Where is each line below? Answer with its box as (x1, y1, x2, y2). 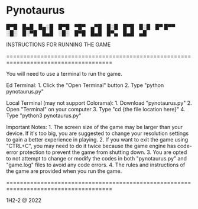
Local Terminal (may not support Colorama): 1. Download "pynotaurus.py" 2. (6, 99, 192, 107)
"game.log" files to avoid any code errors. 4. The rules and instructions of (6, 161, 186, 168)
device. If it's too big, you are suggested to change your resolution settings (6, 130, 189, 137)
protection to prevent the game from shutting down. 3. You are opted (20, 149, 187, 156)
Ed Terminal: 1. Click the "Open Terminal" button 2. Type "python (6, 81, 164, 89)
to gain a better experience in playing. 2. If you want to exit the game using (6, 136, 189, 143)
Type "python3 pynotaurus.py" (6, 112, 82, 119)
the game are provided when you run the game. (6, 167, 122, 175)
